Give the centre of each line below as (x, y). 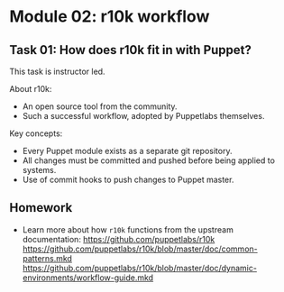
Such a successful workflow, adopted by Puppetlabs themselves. (143, 116)
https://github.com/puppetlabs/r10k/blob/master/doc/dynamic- (139, 268)
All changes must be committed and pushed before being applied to (148, 160)
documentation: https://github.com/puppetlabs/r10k (119, 239)
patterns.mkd (47, 258)
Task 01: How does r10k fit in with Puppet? (131, 50)
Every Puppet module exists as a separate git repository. (127, 151)
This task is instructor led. (57, 71)
